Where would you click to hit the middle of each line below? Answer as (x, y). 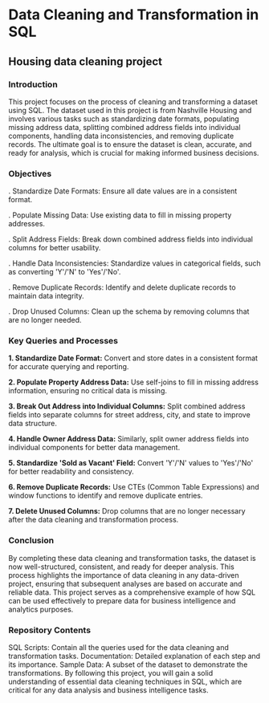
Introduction (33, 84)
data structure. (33, 424)
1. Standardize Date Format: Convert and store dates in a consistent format (133, 358)
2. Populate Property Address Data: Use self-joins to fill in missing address (134, 382)
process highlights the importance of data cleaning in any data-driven (124, 575)
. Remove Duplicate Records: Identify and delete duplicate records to (122, 287)
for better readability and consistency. (71, 472)
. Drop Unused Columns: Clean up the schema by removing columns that (129, 311)
